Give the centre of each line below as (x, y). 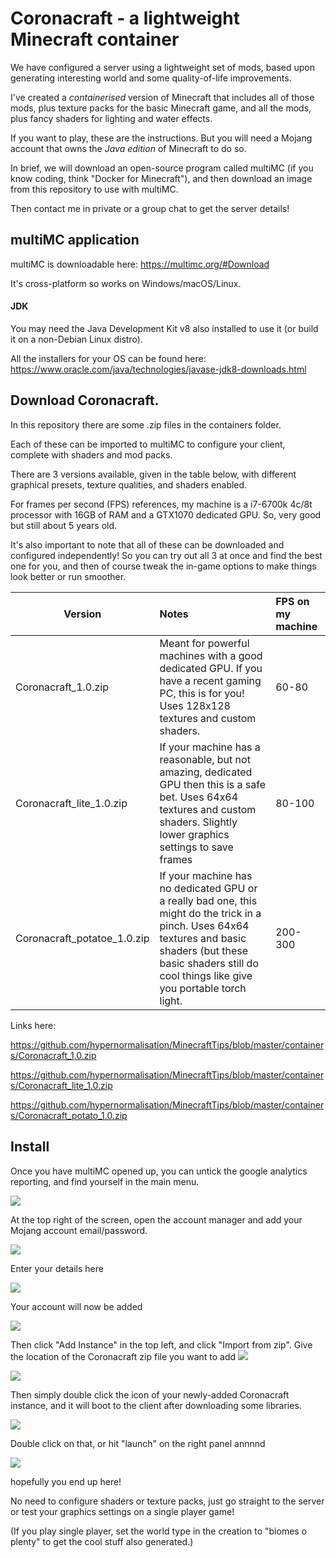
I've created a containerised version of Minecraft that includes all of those (162, 97)
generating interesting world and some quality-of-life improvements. (151, 78)
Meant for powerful (204, 643)
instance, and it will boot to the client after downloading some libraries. (156, 1405)
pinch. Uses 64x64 (204, 925)
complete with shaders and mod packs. (91, 454)
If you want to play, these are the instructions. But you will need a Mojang (161, 138)
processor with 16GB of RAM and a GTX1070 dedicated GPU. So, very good (166, 514)
